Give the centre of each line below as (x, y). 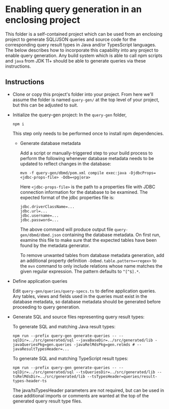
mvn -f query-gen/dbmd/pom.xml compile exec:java (73, 173)
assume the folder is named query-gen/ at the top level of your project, (86, 99)
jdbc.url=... (34, 211)
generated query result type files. (47, 401)
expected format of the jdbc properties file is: (67, 197)
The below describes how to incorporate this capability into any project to (82, 50)
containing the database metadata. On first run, (111, 235)
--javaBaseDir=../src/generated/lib (114, 340)
